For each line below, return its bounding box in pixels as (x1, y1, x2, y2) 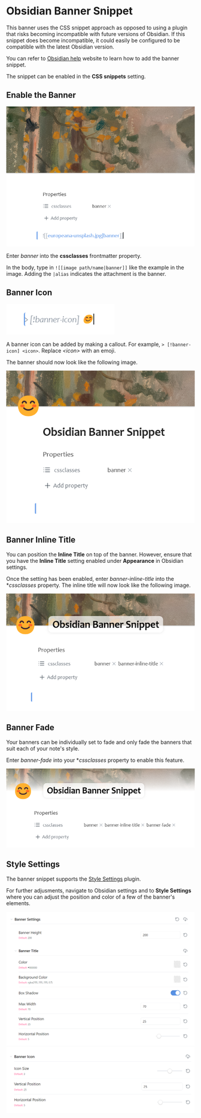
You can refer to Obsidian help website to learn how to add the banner (6, 55, 179, 62)
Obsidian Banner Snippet (6, 4, 133, 18)
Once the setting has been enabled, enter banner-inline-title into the (6, 575, 175, 582)
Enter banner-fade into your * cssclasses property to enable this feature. (6, 757, 184, 764)
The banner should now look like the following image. (6, 358, 138, 366)
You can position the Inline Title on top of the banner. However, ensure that (6, 550, 192, 558)
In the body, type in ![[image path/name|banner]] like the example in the (6, 264, 184, 271)
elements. (6, 899, 31, 906)
